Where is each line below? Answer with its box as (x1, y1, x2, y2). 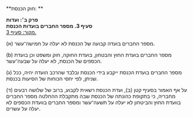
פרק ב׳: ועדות (6, 16, 38, 23)
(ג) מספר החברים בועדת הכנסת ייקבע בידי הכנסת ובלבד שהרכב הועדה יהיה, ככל (6, 69, 183, 75)
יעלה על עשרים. (6, 105, 41, 112)
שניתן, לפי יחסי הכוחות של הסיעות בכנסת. (6, 75, 98, 82)
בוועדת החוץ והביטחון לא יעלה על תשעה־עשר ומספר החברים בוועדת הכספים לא (6, 99, 181, 106)
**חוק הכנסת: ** (6, 5, 44, 12)
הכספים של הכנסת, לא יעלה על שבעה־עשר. (6, 58, 102, 64)
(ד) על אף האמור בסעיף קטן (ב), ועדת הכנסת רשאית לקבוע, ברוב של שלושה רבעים (6, 87, 188, 93)
